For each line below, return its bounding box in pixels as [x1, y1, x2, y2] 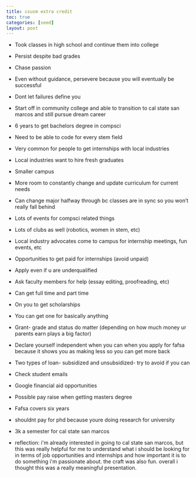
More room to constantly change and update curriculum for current [14, 179, 178, 186]
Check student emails [14, 371, 68, 378]
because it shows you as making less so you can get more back [14, 348, 170, 355]
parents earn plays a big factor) [14, 330, 92, 337]
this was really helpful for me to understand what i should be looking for [14, 446, 190, 453]
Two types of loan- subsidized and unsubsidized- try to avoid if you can [14, 359, 190, 366]
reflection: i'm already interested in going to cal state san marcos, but [14, 439, 184, 446]
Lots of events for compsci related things [14, 215, 115, 222]
